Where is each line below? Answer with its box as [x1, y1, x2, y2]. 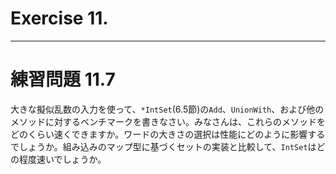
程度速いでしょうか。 [18, 153, 107, 165]
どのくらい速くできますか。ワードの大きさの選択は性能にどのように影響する [10, 128, 326, 140]
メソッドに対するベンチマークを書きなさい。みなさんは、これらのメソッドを [10, 115, 326, 127]
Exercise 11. [10, 7, 109, 30]
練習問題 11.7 [10, 68, 116, 91]
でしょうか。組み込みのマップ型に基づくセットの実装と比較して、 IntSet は [10, 140, 317, 152]
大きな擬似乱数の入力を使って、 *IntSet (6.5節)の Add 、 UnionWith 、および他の [10, 103, 325, 115]
